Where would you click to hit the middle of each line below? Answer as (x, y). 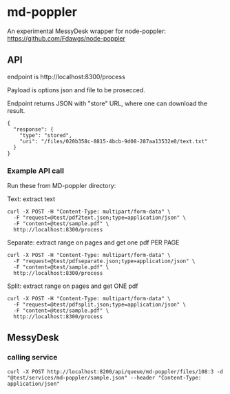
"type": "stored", (46, 135)
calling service (32, 357)
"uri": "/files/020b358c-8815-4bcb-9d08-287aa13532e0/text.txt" (114, 141)
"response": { (33, 129)
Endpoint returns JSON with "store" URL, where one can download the (107, 103)
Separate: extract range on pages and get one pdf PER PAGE (93, 242)
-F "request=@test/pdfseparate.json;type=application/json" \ (104, 261)
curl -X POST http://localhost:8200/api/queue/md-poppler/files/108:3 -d (115, 372)
